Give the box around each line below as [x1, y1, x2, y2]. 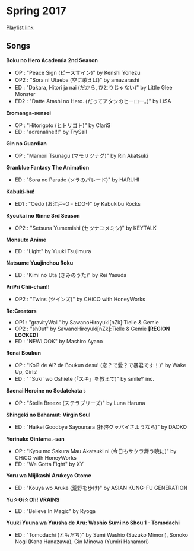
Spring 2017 [6, 4, 66, 18]
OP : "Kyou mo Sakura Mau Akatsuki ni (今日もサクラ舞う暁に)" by [14, 447, 177, 454]
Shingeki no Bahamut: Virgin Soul [6, 411, 91, 418]
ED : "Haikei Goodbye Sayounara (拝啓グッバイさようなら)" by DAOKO [14, 423, 187, 431]
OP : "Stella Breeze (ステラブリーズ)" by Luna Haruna [14, 399, 145, 406]
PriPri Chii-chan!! [6, 283, 50, 290]
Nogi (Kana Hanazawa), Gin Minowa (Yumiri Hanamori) [14, 538, 150, 545]
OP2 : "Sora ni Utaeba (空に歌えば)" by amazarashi [14, 76, 139, 84]
